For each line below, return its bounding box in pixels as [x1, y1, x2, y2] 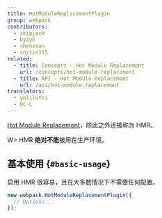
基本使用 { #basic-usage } [7, 158, 111, 170]
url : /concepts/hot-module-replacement [19, 68, 136, 75]
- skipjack [13, 29, 45, 37]
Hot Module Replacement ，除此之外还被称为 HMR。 [7, 120, 156, 129]
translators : [7, 88, 45, 95]
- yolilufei [13, 95, 49, 102]
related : [7, 56, 33, 63]
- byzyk [13, 36, 36, 43]
